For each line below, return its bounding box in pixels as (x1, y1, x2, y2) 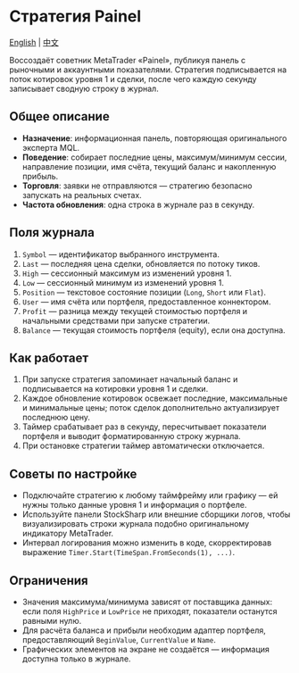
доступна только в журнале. (21, 653, 131, 664)
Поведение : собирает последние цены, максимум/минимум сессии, (21, 152, 287, 162)
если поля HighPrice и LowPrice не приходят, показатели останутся (21, 606, 278, 617)
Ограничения (9, 573, 88, 588)
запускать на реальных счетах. (21, 189, 143, 200)
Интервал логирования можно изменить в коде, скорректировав (21, 537, 272, 548)
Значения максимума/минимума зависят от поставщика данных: (21, 596, 273, 607)
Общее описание (9, 109, 110, 124)
